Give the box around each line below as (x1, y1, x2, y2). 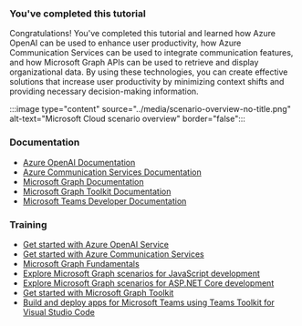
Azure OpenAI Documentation (22, 157, 136, 168)
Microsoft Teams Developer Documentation (22, 195, 187, 207)
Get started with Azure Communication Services (22, 249, 204, 260)
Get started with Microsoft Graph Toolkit (22, 287, 174, 298)
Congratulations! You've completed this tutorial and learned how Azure (9, 28, 276, 39)
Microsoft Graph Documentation (22, 176, 144, 187)
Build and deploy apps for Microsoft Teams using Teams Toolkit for (22, 297, 276, 308)
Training (9, 218, 47, 230)
